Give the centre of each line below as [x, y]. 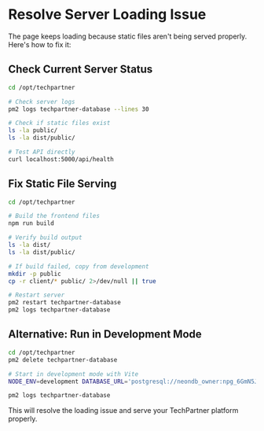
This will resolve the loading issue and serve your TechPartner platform [123, 411]
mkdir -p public [35, 274]
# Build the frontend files [54, 216]
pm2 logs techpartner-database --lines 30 [79, 109]
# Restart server [37, 295]
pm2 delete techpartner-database [63, 359]
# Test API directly [42, 152]
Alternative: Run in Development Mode [105, 335]
